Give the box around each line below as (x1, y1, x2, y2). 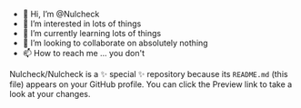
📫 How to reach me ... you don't (22, 48, 145, 58)
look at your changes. (9, 89, 91, 99)
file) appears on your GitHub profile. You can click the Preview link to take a (9, 79, 293, 90)
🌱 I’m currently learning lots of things (22, 28, 162, 38)
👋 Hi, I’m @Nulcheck (22, 9, 100, 19)
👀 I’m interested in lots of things (22, 18, 142, 29)
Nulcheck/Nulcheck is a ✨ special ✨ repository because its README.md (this (9, 69, 288, 79)
